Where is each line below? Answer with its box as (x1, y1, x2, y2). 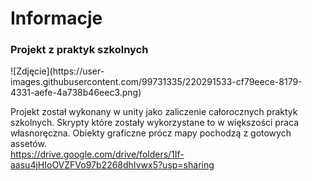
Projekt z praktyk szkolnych (10, 43, 149, 57)
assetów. (10, 138, 47, 150)
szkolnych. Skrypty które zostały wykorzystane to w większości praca (10, 117, 300, 129)
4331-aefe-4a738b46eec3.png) (10, 87, 142, 99)
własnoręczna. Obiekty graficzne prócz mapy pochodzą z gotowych (10, 127, 292, 139)
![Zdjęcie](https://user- (10, 65, 105, 77)
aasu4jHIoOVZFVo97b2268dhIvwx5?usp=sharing (10, 159, 215, 171)
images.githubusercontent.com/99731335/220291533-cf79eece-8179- (10, 76, 303, 88)
